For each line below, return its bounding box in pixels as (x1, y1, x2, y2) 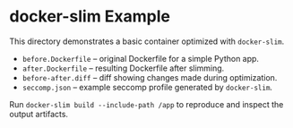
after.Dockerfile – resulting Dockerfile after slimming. (22, 63, 225, 73)
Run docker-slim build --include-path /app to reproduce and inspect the (9, 98, 284, 109)
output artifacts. (9, 108, 69, 119)
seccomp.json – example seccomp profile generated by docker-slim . (22, 81, 273, 92)
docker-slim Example (9, 6, 171, 27)
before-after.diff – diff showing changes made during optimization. (22, 72, 278, 82)
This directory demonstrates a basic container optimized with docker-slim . (9, 36, 285, 47)
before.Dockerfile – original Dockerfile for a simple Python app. (22, 53, 260, 64)
